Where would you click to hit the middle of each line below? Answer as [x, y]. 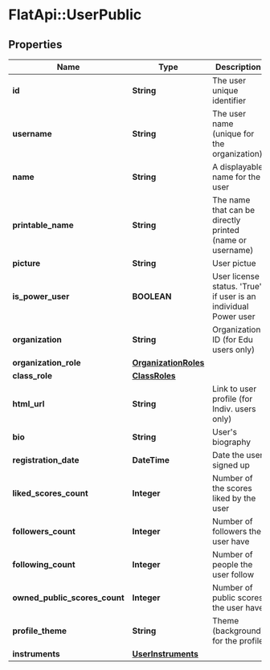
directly [227, 220]
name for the [237, 177]
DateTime [151, 460]
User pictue [234, 263]
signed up [231, 465]
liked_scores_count [50, 493]
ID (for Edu [233, 339]
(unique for [233, 134]
